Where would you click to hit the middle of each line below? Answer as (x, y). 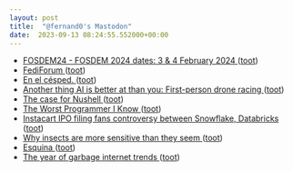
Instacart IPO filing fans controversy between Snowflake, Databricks (151, 118)
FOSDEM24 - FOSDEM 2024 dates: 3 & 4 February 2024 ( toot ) (141, 61)
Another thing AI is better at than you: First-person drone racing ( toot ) (153, 90)
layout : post (34, 18)
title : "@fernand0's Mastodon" (71, 26)
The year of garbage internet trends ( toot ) (101, 157)
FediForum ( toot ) (54, 70)
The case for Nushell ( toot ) (73, 99)
